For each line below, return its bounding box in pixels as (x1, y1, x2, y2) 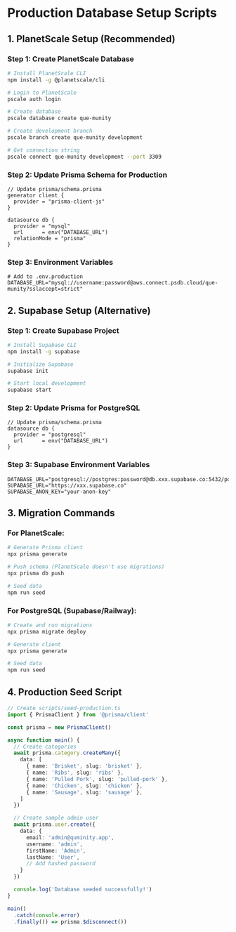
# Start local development (7, 380, 86, 387)
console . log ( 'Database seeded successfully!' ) (13, 886, 152, 893)
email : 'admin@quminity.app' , (25, 834, 114, 841)
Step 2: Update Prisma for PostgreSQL (7, 403, 140, 413)
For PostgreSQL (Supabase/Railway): (7, 605, 137, 615)
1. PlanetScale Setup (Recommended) (7, 33, 176, 45)
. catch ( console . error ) (13, 912, 80, 919)
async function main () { (7, 736, 80, 744)
